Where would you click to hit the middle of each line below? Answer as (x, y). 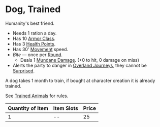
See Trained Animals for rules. (37, 96)
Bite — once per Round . (37, 55)
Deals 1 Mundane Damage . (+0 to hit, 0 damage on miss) (80, 60)
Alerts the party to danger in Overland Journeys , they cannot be (80, 65)
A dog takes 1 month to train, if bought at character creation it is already (80, 80)
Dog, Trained (33, 9)
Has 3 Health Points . (34, 44)
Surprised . (24, 71)
